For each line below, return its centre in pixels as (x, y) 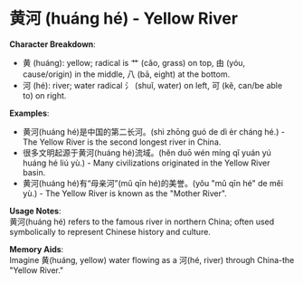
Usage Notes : (35, 211)
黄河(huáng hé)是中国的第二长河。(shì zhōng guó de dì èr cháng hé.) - (153, 131)
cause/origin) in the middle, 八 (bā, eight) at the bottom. (126, 74)
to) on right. (44, 95)
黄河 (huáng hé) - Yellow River (123, 19)
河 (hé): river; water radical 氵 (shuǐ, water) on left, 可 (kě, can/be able (152, 85)
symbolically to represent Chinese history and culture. (110, 231)
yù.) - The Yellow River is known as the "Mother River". (125, 193)
